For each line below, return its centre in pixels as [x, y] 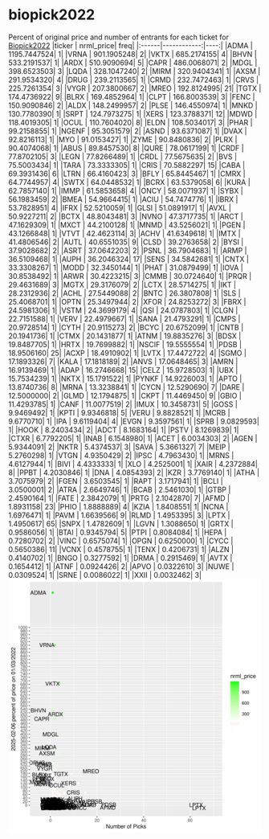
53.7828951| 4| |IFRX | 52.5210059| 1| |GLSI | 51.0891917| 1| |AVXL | [120, 207]
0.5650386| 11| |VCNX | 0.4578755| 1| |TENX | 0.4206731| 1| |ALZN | [121, 549]
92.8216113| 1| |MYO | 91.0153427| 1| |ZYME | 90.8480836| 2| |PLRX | [123, 139]
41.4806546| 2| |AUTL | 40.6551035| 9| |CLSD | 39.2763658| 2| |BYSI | [126, 242]
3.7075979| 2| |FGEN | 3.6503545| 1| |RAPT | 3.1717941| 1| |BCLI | [116, 481]
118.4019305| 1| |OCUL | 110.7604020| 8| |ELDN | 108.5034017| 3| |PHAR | [130, 122]
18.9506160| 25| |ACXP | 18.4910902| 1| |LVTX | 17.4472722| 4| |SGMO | [128, 353]
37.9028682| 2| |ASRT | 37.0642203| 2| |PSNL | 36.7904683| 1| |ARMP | [128, 250]
